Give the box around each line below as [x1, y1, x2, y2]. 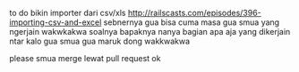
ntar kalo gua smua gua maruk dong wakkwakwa [9, 36, 191, 46]
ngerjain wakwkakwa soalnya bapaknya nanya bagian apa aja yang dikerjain [9, 27, 291, 36]
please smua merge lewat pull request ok [9, 53, 161, 63]
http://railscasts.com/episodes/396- [127, 8, 261, 18]
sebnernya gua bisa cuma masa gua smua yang [103, 17, 280, 28]
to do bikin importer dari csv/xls [9, 8, 126, 18]
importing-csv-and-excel [9, 17, 102, 28]
